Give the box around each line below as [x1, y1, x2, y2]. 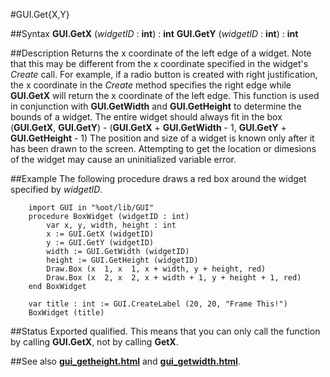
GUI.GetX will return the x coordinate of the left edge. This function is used [10, 90, 320, 101]
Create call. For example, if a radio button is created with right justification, [10, 69, 318, 80]
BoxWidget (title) [28, 308, 105, 318]
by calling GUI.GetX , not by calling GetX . [10, 336, 179, 348]
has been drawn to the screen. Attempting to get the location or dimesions [10, 143, 317, 154]
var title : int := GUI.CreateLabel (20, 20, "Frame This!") [28, 299, 288, 309]
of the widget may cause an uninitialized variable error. [10, 154, 237, 165]
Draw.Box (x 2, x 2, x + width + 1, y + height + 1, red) [46, 273, 302, 283]
